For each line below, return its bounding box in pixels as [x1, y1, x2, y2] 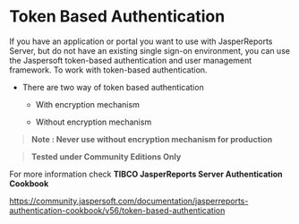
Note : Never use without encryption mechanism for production [30, 134, 273, 144]
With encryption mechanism [35, 99, 141, 109]
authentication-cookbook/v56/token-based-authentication [9, 204, 226, 216]
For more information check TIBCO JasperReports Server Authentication [9, 168, 284, 179]
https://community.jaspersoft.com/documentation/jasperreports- [9, 195, 249, 206]
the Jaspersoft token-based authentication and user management [9, 55, 252, 65]
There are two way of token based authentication [21, 82, 204, 92]
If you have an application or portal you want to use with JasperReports [9, 36, 273, 47]
